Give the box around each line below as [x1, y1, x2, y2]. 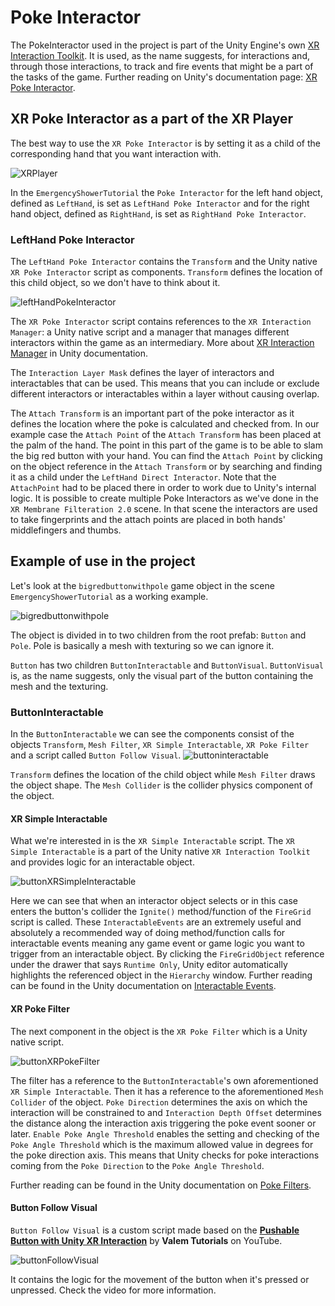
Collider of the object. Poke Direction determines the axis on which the [10, 1096, 308, 1108]
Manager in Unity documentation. [10, 347, 149, 360]
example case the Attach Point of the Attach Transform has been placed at [10, 429, 322, 441]
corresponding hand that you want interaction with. [10, 147, 222, 160]
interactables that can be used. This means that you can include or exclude [10, 377, 320, 390]
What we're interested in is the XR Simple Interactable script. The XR [10, 835, 295, 847]
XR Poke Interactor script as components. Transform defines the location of [10, 266, 323, 278]
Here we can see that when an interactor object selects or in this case [10, 895, 298, 907]
